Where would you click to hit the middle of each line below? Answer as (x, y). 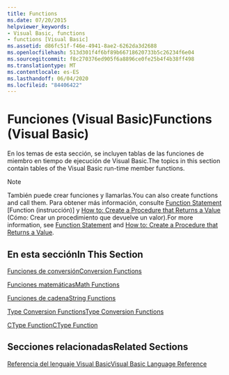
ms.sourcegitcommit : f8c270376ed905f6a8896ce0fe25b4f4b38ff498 (101, 59)
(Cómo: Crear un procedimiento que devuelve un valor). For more (100, 217)
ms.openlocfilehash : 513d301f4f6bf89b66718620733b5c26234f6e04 (101, 53)
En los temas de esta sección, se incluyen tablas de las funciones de (105, 153)
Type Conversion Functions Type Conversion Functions (86, 312)
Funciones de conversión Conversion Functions (74, 271)
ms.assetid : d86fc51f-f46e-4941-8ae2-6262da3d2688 (82, 46)
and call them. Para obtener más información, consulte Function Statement (114, 203)
